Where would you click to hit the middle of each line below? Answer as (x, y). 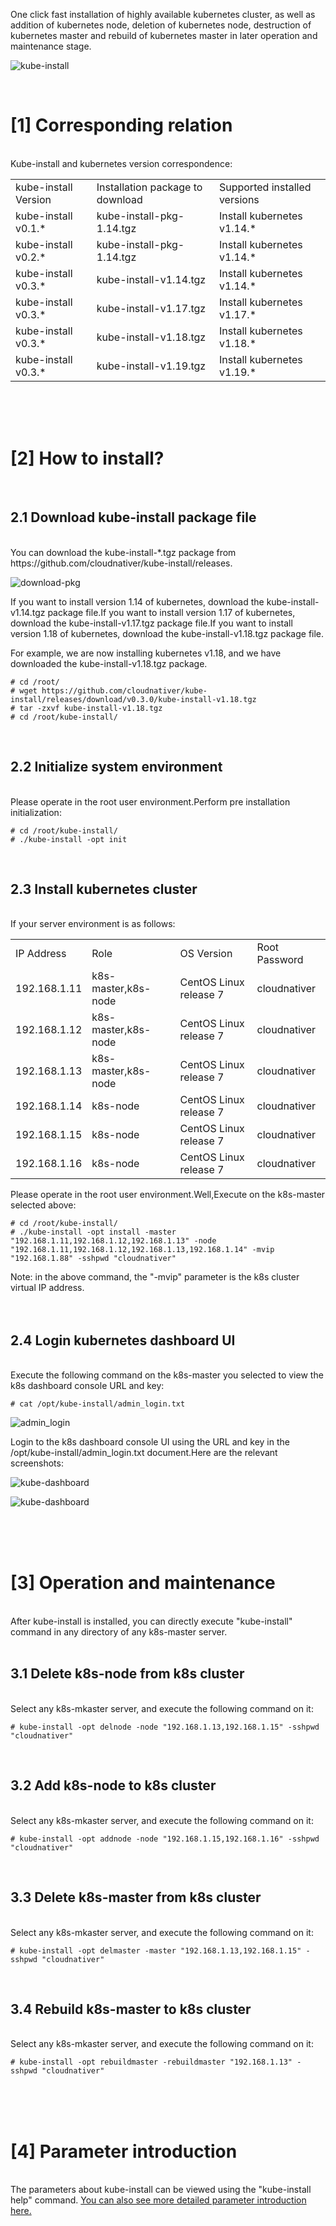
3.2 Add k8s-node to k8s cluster (113, 1785)
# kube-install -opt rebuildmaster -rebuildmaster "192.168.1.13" (151, 2062)
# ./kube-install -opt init (69, 839)
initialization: (36, 812)
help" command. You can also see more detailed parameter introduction (158, 2200)
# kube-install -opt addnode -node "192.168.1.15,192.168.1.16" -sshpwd (165, 1839)
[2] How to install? (87, 458)
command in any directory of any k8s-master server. (119, 1632)
